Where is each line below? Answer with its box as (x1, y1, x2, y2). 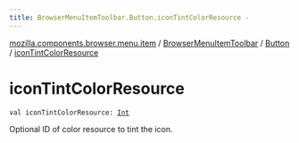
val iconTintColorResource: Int (9, 108, 129, 117)
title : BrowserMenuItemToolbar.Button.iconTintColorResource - (9, 13, 250, 22)
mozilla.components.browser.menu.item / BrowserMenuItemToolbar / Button (9, 38, 290, 48)
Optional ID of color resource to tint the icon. (9, 123, 173, 134)
